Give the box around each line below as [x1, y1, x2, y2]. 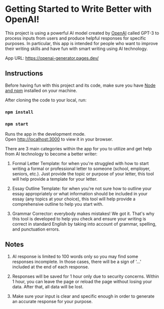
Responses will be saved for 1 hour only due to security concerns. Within [12, 273, 159, 279]
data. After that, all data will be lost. [12, 284, 84, 289]
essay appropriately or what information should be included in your [12, 190, 148, 196]
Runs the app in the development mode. [5, 131, 86, 137]
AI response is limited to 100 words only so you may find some [12, 253, 139, 259]
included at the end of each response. [12, 263, 89, 270]
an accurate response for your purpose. [12, 298, 93, 304]
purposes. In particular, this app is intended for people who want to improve [5, 40, 158, 46]
